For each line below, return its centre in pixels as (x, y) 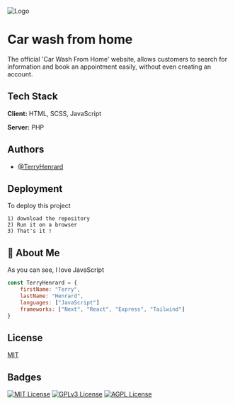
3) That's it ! (30, 231)
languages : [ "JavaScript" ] (60, 302)
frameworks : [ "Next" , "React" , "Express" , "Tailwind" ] (103, 309)
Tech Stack (33, 97)
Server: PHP (26, 127)
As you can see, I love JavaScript (56, 270)
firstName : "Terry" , (50, 290)
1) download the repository (49, 219)
